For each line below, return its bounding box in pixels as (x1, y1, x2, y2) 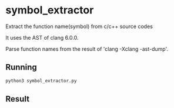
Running (5, 62, 38, 72)
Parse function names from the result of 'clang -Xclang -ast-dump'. (5, 45, 169, 53)
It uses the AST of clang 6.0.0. (5, 34, 79, 41)
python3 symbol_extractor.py (5, 78, 77, 83)
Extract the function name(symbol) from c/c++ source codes (5, 23, 153, 30)
